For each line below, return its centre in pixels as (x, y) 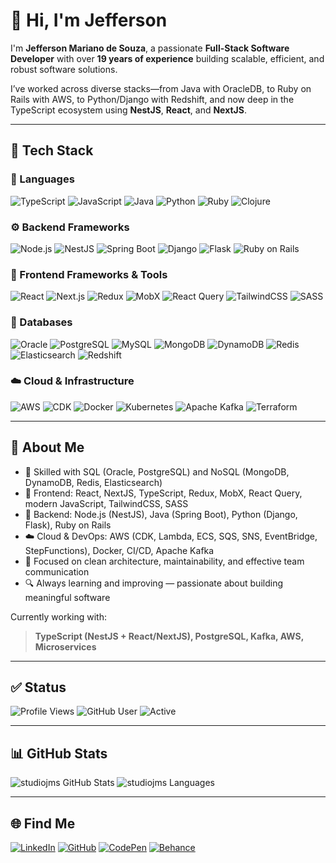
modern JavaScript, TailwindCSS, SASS (106, 503)
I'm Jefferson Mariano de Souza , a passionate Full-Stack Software (150, 48)
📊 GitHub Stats (59, 753)
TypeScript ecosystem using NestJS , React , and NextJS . (129, 110)
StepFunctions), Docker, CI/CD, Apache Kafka (119, 550)
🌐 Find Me (43, 823)
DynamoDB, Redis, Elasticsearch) (93, 482)
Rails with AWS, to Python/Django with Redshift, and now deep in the (152, 99)
